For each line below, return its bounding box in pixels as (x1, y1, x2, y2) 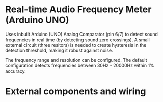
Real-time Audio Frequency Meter (5, 4, 152, 15)
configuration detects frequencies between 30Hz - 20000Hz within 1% (5, 62, 154, 69)
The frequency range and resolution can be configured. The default (5, 57, 147, 63)
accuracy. (5, 67, 26, 74)
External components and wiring (5, 86, 146, 97)
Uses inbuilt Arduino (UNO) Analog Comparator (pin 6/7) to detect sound (5, 31, 158, 37)
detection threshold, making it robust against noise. (5, 47, 113, 53)
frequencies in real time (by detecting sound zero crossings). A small (5, 37, 150, 43)
